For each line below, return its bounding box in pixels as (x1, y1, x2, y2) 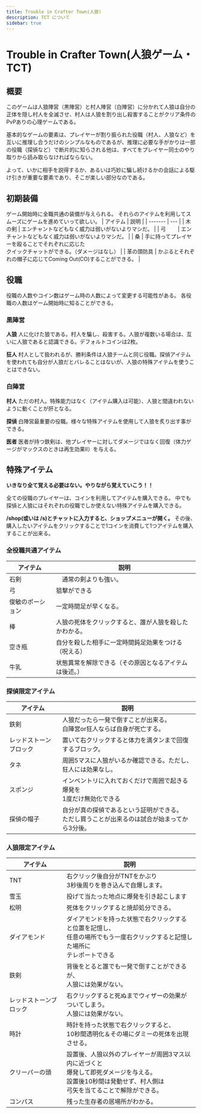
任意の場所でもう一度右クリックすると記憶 (66, 933, 187, 941)
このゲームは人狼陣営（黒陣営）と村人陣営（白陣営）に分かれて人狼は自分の (6, 103, 196, 111)
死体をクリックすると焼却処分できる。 (66, 904, 175, 912)
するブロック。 (62, 745, 104, 753)
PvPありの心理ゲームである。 (6, 118, 79, 126)
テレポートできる (66, 951, 115, 959)
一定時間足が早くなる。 (56, 602, 123, 610)
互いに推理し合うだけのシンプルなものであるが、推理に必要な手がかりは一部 (6, 139, 196, 146)
